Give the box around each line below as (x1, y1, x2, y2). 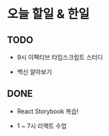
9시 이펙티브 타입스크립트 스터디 (16, 53, 104, 61)
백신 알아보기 (16, 68, 52, 76)
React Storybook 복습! (16, 107, 79, 115)
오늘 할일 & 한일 (7, 6, 90, 22)
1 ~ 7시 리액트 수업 (16, 122, 67, 130)
